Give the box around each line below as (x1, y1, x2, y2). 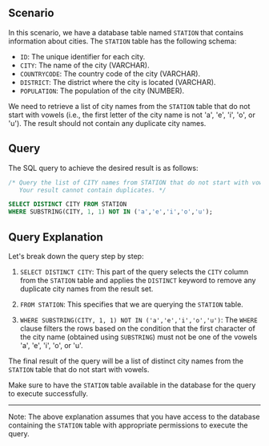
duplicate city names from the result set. (19, 284, 154, 294)
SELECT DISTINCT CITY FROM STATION (8, 201, 127, 209)
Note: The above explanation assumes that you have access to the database (8, 412, 260, 421)
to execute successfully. (8, 388, 89, 398)
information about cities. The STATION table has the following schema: (8, 36, 237, 46)
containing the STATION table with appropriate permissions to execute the (8, 420, 248, 430)
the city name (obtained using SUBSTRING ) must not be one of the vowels (19, 332, 258, 342)
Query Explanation (8, 230, 104, 244)
